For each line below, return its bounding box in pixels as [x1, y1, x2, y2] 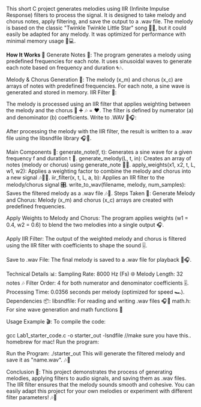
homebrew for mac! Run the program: [6, 339, 99, 345]
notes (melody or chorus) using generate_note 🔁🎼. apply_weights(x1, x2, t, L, [6, 161, 196, 168]
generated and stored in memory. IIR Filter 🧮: [6, 89, 117, 95]
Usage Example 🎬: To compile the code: [6, 318, 106, 325]
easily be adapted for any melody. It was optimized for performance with [6, 31, 186, 38]
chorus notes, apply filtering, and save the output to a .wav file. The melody [6, 18, 193, 25]
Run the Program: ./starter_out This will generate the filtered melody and [6, 350, 185, 357]
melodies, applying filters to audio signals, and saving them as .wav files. [6, 375, 187, 382]
